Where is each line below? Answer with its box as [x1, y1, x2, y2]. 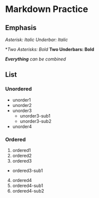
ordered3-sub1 [12, 167, 43, 173]
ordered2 [12, 152, 32, 158]
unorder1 [12, 96, 31, 103]
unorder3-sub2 [19, 118, 51, 124]
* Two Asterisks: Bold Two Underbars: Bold [5, 46, 94, 52]
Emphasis [5, 23, 36, 32]
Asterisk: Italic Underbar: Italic [5, 36, 68, 42]
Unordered [5, 85, 32, 92]
